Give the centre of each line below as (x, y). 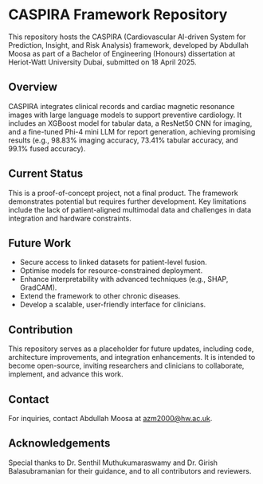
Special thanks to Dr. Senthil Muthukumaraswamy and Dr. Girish (113, 463)
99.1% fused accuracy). (47, 148)
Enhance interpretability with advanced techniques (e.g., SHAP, (124, 279)
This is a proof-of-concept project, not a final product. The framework (123, 193)
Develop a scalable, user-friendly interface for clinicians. (113, 305)
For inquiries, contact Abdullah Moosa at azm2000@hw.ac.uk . (110, 418)
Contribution (41, 329)
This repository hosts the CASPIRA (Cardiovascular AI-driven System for (127, 37)
